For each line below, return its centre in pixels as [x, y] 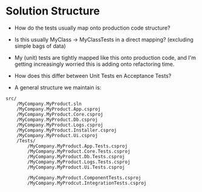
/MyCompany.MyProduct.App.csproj [59, 109]
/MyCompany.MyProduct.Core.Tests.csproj [79, 151]
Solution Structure [53, 11]
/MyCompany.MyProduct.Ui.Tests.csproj [76, 167]
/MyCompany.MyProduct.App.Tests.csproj [78, 146]
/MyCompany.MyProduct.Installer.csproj [67, 130]
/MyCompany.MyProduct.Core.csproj [60, 114]
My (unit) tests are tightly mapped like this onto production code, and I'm [105, 57]
